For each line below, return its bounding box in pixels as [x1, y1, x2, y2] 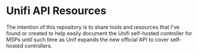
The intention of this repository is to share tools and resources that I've [6, 23, 180, 31]
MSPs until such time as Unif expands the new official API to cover [6, 36, 169, 43]
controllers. [24, 42, 52, 49]
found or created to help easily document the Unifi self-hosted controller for [6, 29, 193, 36]
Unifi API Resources [6, 4, 107, 18]
